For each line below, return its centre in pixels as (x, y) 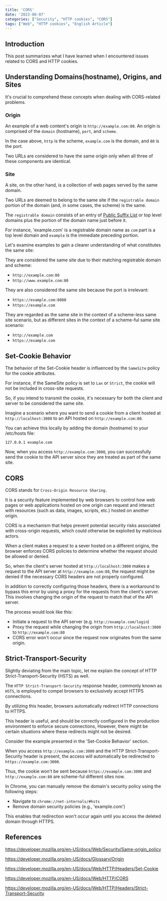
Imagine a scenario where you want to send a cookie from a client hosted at (83, 413)
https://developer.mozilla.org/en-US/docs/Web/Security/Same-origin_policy (83, 849)
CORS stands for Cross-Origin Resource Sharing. (57, 490)
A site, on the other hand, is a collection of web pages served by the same (82, 185)
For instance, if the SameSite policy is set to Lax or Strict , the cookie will (80, 383)
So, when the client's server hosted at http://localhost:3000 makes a (77, 566)
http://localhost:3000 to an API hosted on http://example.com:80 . (74, 418)
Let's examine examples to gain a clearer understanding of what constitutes (83, 245)
